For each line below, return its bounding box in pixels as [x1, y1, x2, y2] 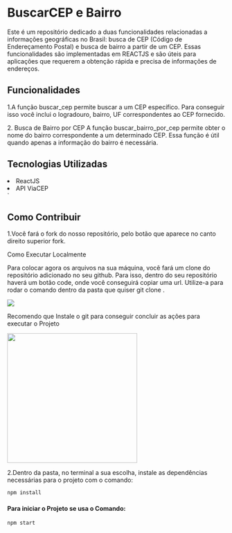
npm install [7, 489, 42, 496]
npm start [7, 520, 36, 527]
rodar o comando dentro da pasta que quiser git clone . [7, 286, 165, 294]
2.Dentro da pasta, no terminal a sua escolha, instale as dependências [7, 469, 208, 477]
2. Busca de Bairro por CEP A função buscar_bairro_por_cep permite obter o [7, 123, 226, 132]
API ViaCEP [16, 184, 48, 192]
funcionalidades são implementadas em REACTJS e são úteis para [7, 50, 197, 58]
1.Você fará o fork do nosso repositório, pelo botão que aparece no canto [7, 230, 216, 238]
